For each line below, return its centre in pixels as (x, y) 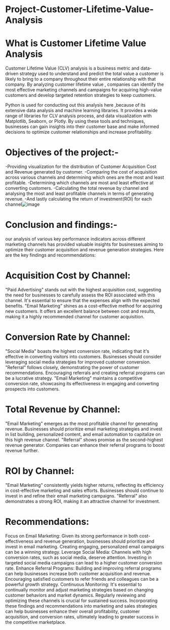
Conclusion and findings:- (61, 225)
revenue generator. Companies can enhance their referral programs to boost (85, 445)
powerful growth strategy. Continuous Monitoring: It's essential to (74, 584)
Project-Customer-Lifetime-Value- (80, 9)
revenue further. (22, 450)
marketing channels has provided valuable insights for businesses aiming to (84, 244)
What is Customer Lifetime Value (76, 43)
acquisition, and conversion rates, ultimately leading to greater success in (82, 617)
